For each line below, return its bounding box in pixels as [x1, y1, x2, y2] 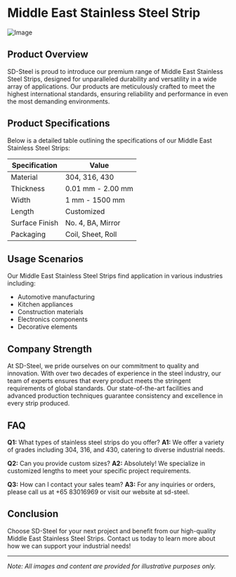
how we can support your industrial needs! [7, 541, 131, 550]
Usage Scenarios [7, 253, 84, 265]
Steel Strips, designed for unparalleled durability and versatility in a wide [7, 74, 217, 83]
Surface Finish [11, 218, 58, 228]
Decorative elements [17, 323, 78, 331]
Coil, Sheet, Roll [65, 229, 117, 239]
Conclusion [7, 508, 59, 520]
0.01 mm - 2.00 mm [65, 183, 133, 193]
